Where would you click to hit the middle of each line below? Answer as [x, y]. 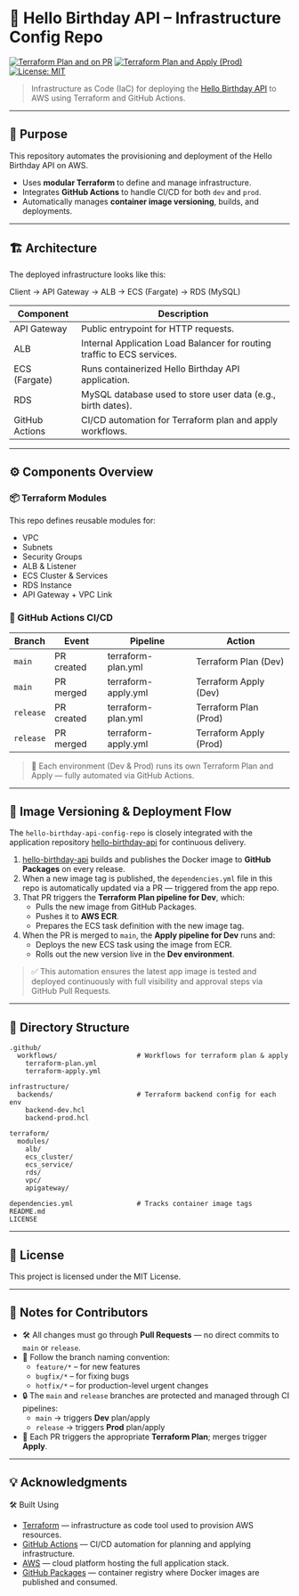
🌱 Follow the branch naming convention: [96, 1356]
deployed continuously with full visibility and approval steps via [147, 981]
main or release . [52, 1348]
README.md [28, 1212]
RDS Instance [47, 585]
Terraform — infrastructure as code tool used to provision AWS [137, 1525]
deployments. [47, 211]
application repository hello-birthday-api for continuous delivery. [128, 843]
